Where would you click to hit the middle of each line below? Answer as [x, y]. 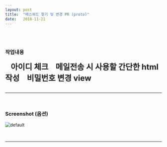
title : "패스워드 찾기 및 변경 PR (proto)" [47, 14]
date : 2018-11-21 [25, 19]
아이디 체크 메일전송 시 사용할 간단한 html [85, 67]
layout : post [19, 10]
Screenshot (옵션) [27, 114]
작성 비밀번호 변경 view [48, 78]
